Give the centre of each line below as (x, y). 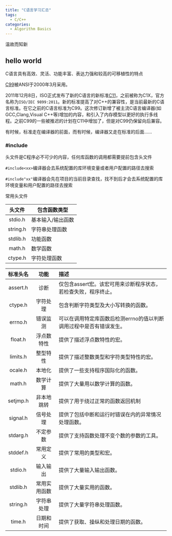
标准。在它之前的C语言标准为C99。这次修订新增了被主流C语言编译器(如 (85, 108)
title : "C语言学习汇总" (28, 10)
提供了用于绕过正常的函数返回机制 (100, 401)
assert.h (18, 288)
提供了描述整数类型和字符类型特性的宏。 (107, 357)
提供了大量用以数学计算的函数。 (97, 384)
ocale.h (18, 370)
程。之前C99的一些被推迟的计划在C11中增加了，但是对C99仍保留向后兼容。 (85, 121)
